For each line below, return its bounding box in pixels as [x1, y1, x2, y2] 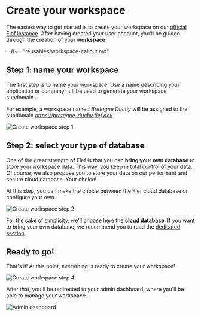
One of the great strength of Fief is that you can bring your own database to [6, 156, 195, 163]
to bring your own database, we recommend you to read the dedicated [6, 223, 181, 230]
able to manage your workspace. [6, 292, 88, 299]
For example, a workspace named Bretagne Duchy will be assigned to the [6, 105, 188, 113]
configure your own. [6, 193, 56, 200]
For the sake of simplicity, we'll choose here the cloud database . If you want [6, 217, 195, 224]
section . [6, 229, 26, 236]
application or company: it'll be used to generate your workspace [6, 87, 167, 95]
